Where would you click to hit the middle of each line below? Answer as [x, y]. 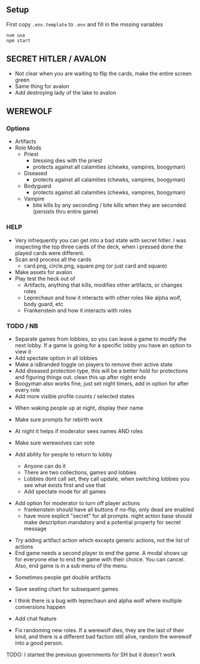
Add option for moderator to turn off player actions [77, 503]
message [35, 528]
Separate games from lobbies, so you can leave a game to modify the [101, 339]
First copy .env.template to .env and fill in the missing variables [85, 24]
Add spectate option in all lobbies [56, 358]
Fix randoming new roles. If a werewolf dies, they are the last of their [99, 630]
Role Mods [28, 148]
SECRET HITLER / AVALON [56, 59]
